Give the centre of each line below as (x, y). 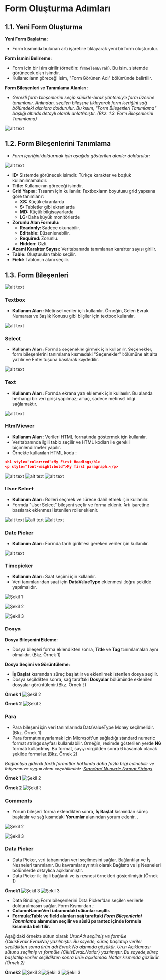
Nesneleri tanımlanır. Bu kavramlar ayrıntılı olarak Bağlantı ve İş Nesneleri (86, 865)
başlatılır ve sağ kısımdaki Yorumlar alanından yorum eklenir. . (75, 817)
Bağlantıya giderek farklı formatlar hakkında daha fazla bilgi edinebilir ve (80, 764)
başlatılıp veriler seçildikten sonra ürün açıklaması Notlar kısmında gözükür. (83, 957)
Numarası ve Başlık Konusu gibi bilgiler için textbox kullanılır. (73, 316)
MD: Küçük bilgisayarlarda (46, 212)
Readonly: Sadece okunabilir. (50, 228)
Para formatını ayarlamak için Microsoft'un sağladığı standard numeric (83, 738)
